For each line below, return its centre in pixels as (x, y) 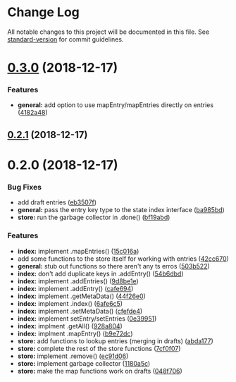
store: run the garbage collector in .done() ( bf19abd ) (94, 217)
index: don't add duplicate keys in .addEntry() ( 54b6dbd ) (100, 273)
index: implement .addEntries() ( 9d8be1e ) (78, 281)
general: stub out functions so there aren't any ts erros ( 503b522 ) (113, 266)
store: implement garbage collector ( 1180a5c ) (84, 363)
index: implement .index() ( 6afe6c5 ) (70, 303)
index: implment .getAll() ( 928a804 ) (70, 326)
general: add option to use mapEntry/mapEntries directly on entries (115, 105)
